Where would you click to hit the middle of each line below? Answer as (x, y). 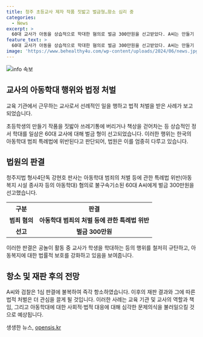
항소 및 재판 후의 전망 (43, 276)
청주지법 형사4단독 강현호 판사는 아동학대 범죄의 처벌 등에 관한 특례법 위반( (94, 178)
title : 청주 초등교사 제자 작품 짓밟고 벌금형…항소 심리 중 (70, 12)
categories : (21, 18)
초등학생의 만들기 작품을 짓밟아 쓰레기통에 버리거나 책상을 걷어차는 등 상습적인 (98, 126)
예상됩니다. (31, 315)
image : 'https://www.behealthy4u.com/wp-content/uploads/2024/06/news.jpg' (104, 51)
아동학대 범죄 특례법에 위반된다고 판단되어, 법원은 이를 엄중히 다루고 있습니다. (97, 141)
